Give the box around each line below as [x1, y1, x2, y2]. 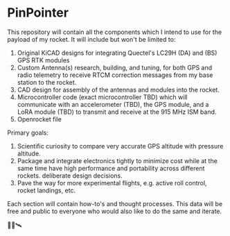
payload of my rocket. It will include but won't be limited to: [7, 35, 176, 43]
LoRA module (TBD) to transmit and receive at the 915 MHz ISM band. [17, 108, 217, 116]
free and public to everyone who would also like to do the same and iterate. [7, 207, 222, 215]
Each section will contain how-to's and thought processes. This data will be [7, 199, 223, 208]
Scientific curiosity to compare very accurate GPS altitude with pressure [17, 142, 224, 150]
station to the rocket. [17, 78, 77, 86]
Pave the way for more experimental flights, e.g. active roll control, [17, 178, 207, 187]
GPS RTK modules [17, 56, 70, 64]
